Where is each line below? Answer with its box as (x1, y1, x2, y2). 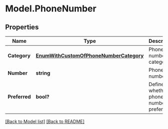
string (35, 70, 50, 76)
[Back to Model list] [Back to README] (5, 119, 85, 125)
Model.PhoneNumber (5, 3, 96, 14)
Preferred (7, 93, 31, 100)
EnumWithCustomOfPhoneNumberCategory (35, 52, 144, 59)
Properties (5, 23, 39, 31)
